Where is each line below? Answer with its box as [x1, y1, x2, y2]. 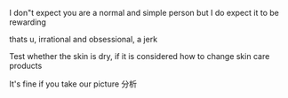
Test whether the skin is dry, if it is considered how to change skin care [9, 51, 270, 61]
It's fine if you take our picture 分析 [9, 79, 138, 89]
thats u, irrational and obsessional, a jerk [9, 34, 158, 44]
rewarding [9, 17, 47, 27]
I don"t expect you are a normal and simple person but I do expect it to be [9, 8, 280, 18]
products [9, 61, 43, 71]
